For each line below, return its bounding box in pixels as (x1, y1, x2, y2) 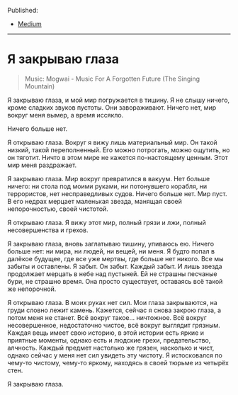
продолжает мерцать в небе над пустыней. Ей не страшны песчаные (7, 269, 217, 278)
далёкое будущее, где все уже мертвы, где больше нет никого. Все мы (7, 254, 224, 263)
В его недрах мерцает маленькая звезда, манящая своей (7, 197, 182, 205)
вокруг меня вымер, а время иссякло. (7, 110, 124, 119)
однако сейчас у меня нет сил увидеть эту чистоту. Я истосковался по (7, 350, 223, 360)
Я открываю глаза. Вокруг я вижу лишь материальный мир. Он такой (7, 138, 217, 147)
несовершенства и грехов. (7, 226, 89, 234)
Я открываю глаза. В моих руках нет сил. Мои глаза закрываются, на (7, 298, 217, 307)
